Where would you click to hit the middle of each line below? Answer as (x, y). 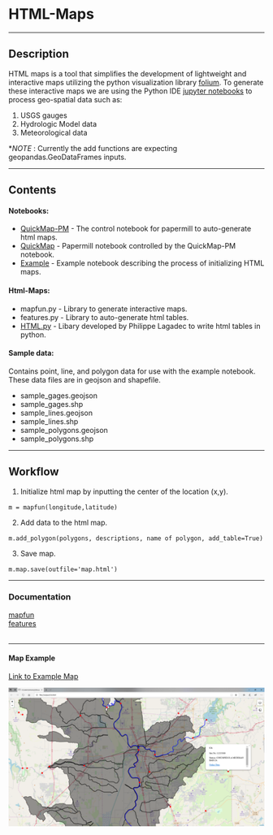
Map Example (32, 658)
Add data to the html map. (64, 522)
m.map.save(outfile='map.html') (63, 569)
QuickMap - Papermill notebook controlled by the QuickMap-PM (128, 246)
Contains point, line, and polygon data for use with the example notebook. (132, 371)
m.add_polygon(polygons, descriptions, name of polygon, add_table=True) (136, 538)
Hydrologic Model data (58, 123)
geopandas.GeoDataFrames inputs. (67, 157)
